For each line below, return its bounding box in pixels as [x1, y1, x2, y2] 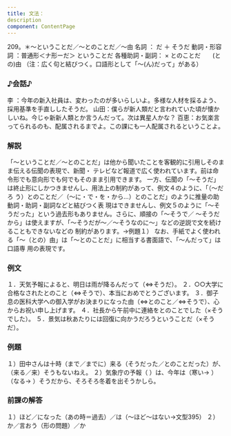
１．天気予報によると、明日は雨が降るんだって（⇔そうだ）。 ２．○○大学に [7, 281, 224, 289]
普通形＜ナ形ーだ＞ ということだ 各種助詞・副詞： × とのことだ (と [20, 51, 221, 59]
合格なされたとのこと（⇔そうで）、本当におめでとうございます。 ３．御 [7, 289, 213, 297]
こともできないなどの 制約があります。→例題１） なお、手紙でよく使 [12, 227, 209, 235]
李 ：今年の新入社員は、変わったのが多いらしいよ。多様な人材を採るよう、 [7, 96, 221, 104]
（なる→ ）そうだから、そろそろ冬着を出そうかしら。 [7, 377, 160, 385]
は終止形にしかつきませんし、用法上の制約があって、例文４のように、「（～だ [7, 184, 224, 192]
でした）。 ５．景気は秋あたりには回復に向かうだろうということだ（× [7, 315, 203, 323]
